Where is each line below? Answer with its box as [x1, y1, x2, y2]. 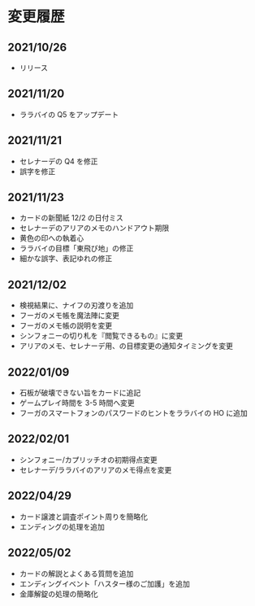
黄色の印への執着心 [19, 233, 84, 243]
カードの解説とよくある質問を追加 [19, 569, 134, 578]
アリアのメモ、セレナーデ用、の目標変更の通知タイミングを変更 [19, 341, 233, 351]
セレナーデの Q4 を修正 [19, 156, 98, 166]
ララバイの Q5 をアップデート [19, 109, 119, 119]
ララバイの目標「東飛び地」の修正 [19, 243, 134, 253]
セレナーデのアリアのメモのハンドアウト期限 [19, 223, 170, 233]
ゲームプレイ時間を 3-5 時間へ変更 [19, 398, 135, 408]
